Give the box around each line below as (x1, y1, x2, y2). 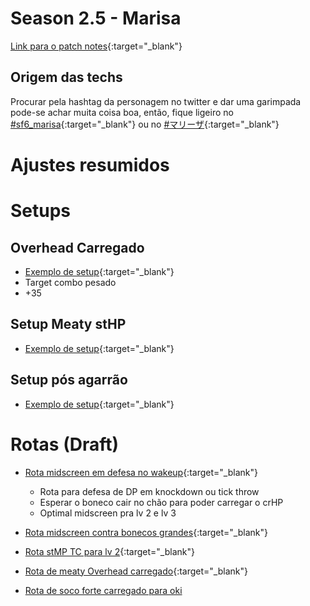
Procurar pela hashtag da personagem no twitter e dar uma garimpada (10, 95, 302, 107)
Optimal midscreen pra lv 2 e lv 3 (39, 507, 177, 519)
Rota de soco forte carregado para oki (24, 584, 183, 596)
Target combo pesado (24, 276, 117, 288)
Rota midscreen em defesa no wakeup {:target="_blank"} (24, 466, 258, 478)
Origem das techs (10, 69, 123, 86)
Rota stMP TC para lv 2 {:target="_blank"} (24, 545, 195, 557)
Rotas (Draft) (10, 433, 120, 456)
